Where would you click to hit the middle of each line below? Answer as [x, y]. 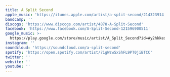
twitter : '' [18, 57]
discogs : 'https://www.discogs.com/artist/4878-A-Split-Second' [74, 24]
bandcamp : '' [19, 19]
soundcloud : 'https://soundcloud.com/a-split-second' [63, 48]
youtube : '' [18, 66]
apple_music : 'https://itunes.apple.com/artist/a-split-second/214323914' [86, 15]
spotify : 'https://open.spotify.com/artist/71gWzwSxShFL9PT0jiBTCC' [79, 52]
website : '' [18, 62]
